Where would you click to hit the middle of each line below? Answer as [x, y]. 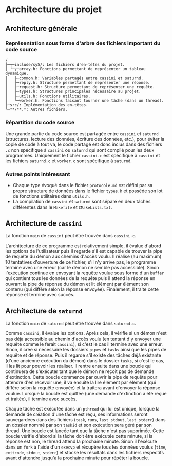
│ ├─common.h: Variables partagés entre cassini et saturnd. [74, 78]
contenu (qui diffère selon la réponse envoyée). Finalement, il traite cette [82, 289]
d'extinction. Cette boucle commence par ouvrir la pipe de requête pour [81, 377]
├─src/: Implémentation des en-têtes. [47, 105]
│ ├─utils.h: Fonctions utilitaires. [48, 96]
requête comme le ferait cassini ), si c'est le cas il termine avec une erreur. [84, 344]
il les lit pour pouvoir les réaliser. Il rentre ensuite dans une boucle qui [79, 366]
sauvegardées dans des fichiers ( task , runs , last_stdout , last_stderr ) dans [85, 420]
